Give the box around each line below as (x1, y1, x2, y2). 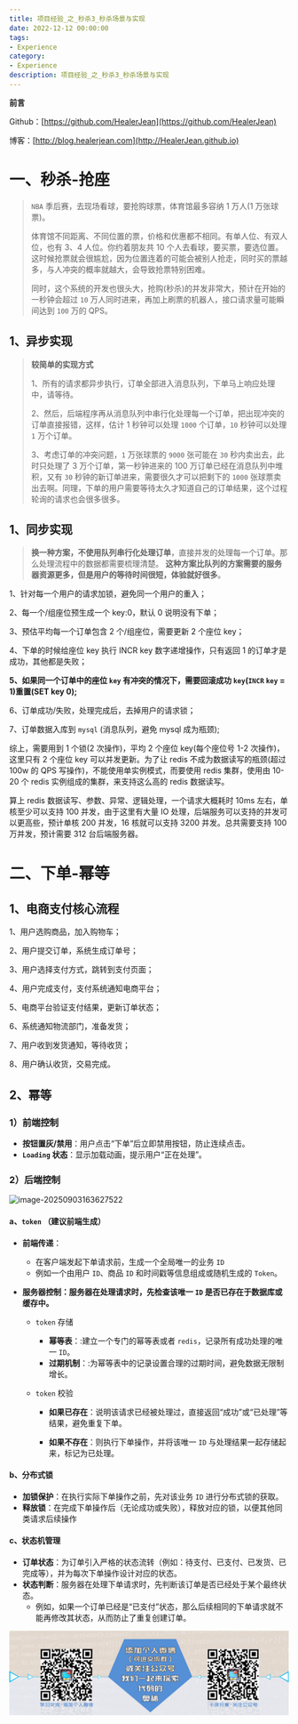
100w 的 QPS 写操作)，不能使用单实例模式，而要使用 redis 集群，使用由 (9, 765, 271, 776)
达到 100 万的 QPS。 (38, 305, 113, 316)
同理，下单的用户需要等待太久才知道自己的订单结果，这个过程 (61, 482, 288, 493)
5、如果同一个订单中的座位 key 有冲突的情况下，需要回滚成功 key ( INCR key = (9, 675, 286, 686)
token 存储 (35, 1317, 74, 1327)
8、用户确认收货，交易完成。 (9, 1059, 115, 1069)
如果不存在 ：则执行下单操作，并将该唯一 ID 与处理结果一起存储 (48, 1437, 279, 1447)
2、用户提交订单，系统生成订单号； (9, 946, 139, 956)
